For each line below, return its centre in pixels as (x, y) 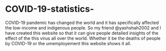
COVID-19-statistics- (50, 9)
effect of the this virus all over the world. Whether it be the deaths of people (83, 38)
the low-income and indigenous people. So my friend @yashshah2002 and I (83, 27)
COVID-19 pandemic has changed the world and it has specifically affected (82, 23)
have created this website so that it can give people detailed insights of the (82, 33)
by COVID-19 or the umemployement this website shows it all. (68, 43)
